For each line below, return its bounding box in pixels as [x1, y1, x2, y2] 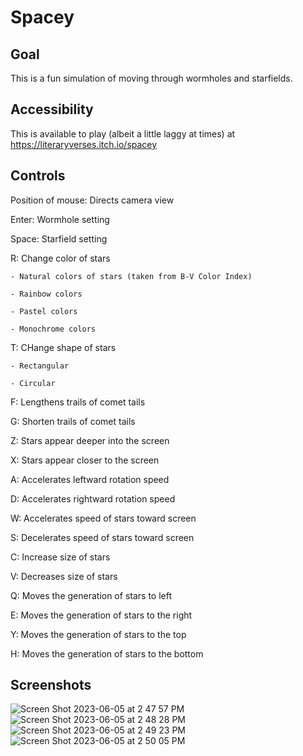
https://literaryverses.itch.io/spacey [10, 138, 158, 150]
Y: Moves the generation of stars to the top [10, 628, 187, 640]
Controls [10, 167, 66, 185]
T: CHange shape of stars [10, 341, 117, 353]
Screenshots [10, 677, 92, 694]
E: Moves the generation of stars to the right [10, 609, 193, 621]
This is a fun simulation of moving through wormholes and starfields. [10, 72, 293, 84]
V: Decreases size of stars [10, 570, 118, 582]
